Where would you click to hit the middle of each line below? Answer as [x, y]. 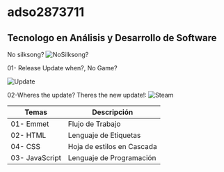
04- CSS [25, 147]
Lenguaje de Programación [112, 158]
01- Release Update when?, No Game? [62, 68]
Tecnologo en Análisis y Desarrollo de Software [112, 38]
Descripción [112, 112]
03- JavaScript [36, 158]
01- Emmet [30, 124]
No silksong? [26, 54]
